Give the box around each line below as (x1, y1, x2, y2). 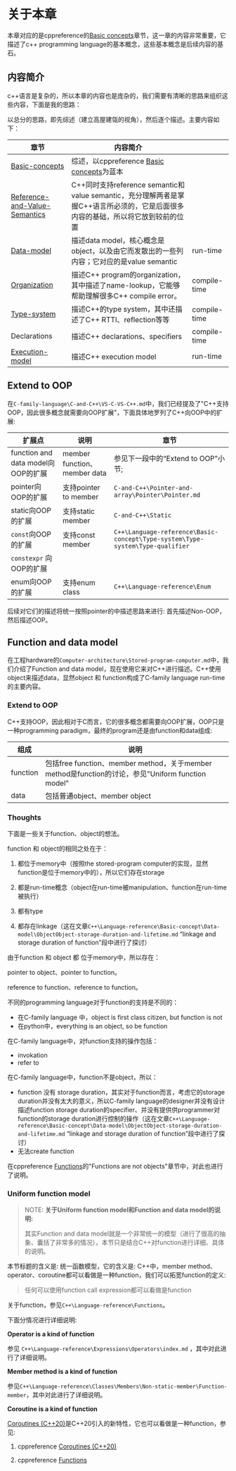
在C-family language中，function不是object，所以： (7, 1073, 158, 1081)
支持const (62, 530, 96, 540)
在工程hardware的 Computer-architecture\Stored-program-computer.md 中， (7, 656, 223, 665)
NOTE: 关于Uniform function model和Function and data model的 (24, 1206, 215, 1214)
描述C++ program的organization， (71, 269, 185, 279)
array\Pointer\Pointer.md (113, 491, 201, 499)
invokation (17, 1051, 48, 1059)
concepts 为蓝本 (71, 166, 124, 176)
